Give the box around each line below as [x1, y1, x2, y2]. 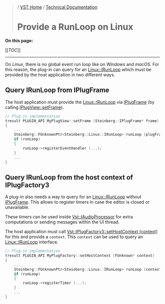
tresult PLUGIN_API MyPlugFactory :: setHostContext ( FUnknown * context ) [5, 253, 155, 258]
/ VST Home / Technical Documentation [17, 4, 98, 10]
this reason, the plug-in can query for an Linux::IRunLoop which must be [5, 66, 152, 72]
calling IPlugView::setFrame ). [5, 104, 64, 110]
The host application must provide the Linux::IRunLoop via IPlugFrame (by [5, 99, 155, 105]
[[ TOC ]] [5, 47, 21, 53]
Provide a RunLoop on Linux [17, 22, 134, 32]
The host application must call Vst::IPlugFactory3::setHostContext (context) [5, 229, 158, 235]
